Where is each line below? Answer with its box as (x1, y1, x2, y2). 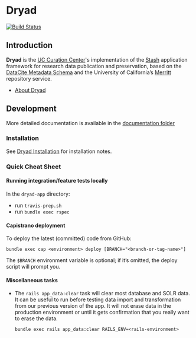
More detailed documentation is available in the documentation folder (6, 119, 175, 126)
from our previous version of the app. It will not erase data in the (14, 302, 171, 310)
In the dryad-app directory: (6, 190, 70, 197)
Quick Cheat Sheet (6, 162, 61, 171)
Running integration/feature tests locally (6, 177, 108, 184)
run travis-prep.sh (14, 202, 62, 209)
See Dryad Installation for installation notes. (6, 148, 112, 155)
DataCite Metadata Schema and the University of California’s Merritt (6, 69, 171, 76)
